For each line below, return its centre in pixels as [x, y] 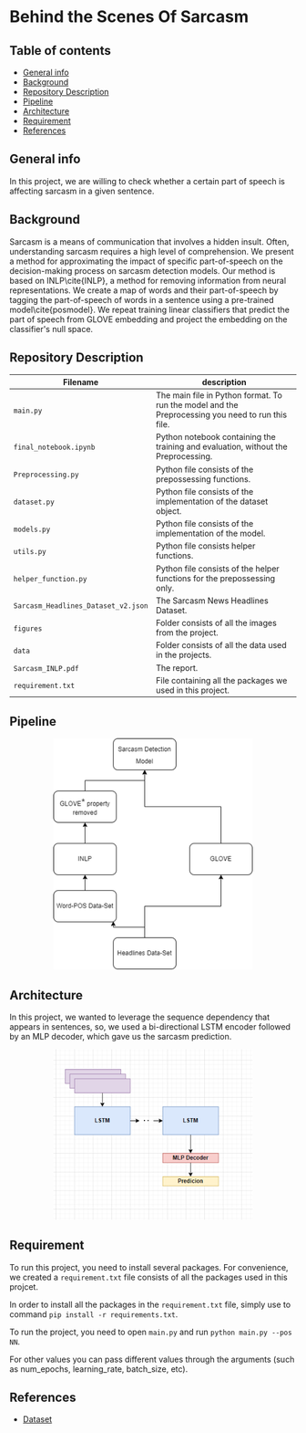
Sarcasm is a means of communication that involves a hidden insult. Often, [149, 241]
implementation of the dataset [212, 501]
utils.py [30, 551]
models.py [32, 529]
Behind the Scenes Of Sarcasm [129, 17]
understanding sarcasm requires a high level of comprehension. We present [152, 251]
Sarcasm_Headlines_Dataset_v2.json [81, 606]
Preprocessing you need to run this [222, 415]
